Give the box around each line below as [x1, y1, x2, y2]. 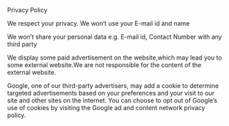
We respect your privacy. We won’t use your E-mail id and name [7, 19, 190, 27]
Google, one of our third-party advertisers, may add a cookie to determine [7, 82, 219, 89]
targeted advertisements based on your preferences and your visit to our [7, 89, 214, 97]
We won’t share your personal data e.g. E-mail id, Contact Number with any [7, 33, 223, 41]
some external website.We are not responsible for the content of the [7, 61, 202, 69]
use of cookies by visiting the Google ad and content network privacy [7, 104, 205, 111]
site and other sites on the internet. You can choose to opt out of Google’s [7, 96, 218, 105]
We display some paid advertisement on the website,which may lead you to [7, 53, 223, 62]
